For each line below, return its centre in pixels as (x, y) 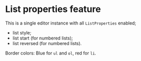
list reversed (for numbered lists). (47, 43)
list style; (22, 32)
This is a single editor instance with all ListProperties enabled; (71, 23)
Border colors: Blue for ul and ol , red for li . (51, 53)
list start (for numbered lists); (43, 38)
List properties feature (53, 9)
